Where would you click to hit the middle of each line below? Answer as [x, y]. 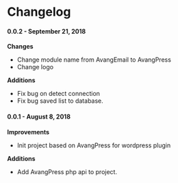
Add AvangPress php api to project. [67, 171]
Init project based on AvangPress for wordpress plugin [94, 145]
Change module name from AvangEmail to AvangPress [94, 60]
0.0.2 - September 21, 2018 [47, 31]
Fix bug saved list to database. [60, 101]
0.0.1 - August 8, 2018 [39, 117]
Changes [20, 47]
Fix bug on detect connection [59, 94]
